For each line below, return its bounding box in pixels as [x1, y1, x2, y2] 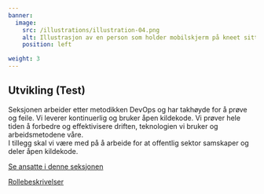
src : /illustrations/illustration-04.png [22, 26, 159, 34]
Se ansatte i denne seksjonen [8, 162, 104, 171]
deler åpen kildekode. [8, 146, 79, 156]
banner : [8, 11, 34, 20]
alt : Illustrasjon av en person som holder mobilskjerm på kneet [22, 33, 241, 42]
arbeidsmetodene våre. [8, 130, 84, 139]
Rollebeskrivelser [8, 177, 64, 186]
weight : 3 [8, 55, 41, 63]
